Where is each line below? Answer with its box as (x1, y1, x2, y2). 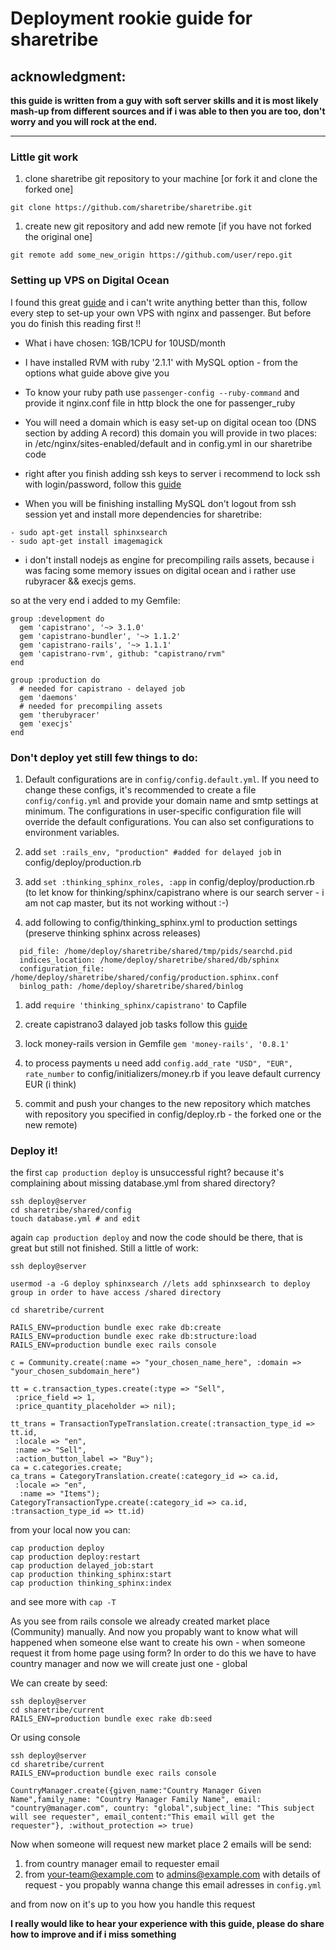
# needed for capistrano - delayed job (19, 683, 186, 694)
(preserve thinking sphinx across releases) (24, 927, 202, 939)
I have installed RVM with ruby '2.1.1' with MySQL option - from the (24, 356, 298, 368)
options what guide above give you (24, 367, 170, 379)
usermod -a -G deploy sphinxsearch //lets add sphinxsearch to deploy (10, 1279, 311, 1289)
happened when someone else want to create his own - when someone (10, 1637, 306, 1649)
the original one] (24, 231, 93, 243)
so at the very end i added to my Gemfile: (10, 594, 181, 606)
